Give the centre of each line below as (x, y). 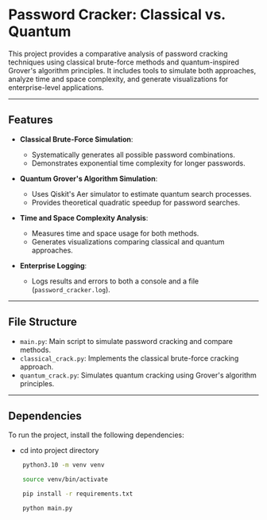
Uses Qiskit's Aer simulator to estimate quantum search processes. (141, 194)
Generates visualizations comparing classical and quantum (128, 241)
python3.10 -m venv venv (64, 465)
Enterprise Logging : (53, 265)
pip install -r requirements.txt (78, 494)
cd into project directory (59, 451)
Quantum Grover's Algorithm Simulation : (89, 178)
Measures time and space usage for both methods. (115, 233)
